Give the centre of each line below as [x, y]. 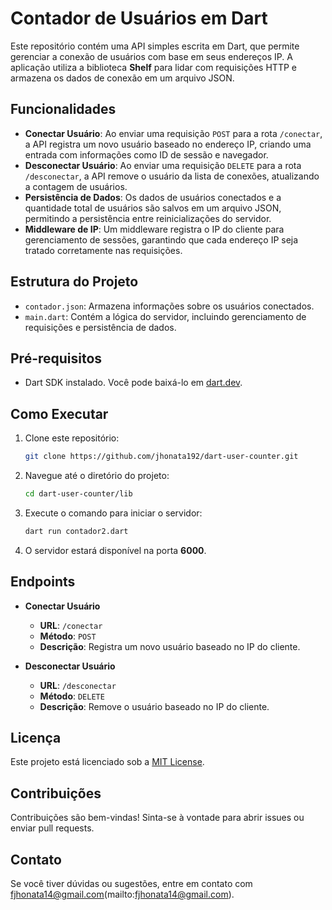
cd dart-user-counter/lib [78, 494]
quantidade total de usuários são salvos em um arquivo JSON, [153, 208]
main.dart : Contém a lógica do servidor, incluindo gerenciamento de [165, 316]
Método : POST [68, 636]
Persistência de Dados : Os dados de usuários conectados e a [153, 197]
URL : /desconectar [78, 685]
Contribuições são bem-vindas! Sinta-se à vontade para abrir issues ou [157, 818]
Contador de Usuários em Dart [139, 18]
